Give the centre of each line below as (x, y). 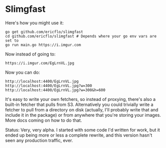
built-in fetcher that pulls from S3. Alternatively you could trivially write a (79, 104)
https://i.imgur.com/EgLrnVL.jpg (40, 63)
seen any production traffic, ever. (39, 140)
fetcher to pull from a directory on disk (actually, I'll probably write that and (82, 109)
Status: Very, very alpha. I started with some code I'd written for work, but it (83, 130)
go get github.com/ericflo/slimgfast (44, 32)
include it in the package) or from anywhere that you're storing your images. (83, 115)
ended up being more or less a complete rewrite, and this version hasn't (79, 135)
